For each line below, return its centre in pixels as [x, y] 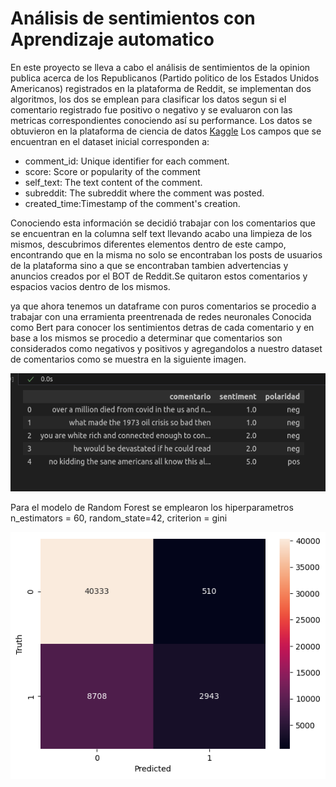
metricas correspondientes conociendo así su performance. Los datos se [161, 120]
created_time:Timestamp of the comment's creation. [132, 203]
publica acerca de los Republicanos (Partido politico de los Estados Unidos [165, 78]
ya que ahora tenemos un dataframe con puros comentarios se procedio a [163, 306]
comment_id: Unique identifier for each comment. [127, 161]
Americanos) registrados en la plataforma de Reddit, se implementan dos [161, 88]
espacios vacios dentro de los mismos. [90, 286]
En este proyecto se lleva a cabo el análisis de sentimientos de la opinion [160, 67]
